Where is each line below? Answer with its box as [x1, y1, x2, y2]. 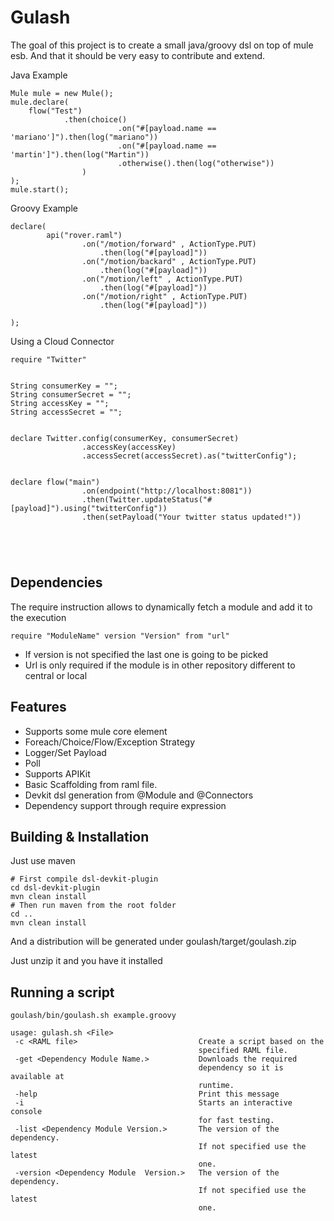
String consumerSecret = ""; [10, 389, 132, 400]
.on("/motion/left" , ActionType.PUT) [81, 274, 244, 284]
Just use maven [10, 855, 76, 867]
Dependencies [10, 574, 103, 591]
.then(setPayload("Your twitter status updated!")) [81, 512, 302, 522]
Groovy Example [10, 202, 78, 214]
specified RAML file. [198, 1046, 288, 1056]
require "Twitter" [10, 354, 87, 365]
